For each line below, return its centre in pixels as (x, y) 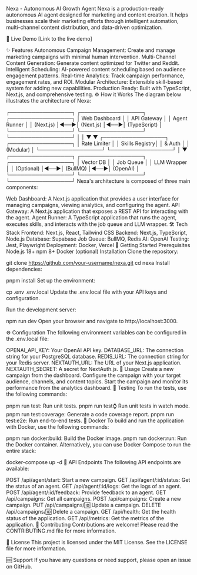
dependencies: (24, 269)
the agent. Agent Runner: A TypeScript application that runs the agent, (91, 217)
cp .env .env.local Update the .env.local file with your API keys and (87, 292)
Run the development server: (41, 310)
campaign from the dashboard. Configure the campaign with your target (94, 375)
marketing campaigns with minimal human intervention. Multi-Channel (91, 57)
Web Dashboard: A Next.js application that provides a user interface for (93, 199)
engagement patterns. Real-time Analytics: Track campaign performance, (95, 75)
